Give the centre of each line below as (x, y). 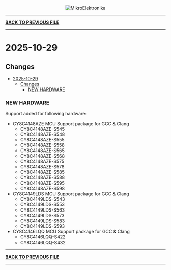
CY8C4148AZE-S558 (42, 145)
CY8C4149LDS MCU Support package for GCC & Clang (71, 194)
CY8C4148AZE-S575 (42, 161)
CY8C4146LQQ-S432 (43, 243)
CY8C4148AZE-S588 (42, 177)
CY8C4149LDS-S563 (42, 210)
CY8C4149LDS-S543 (42, 199)
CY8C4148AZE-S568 (42, 156)
